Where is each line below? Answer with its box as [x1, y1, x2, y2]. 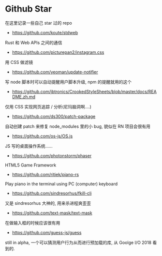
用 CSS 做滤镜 [5, 59, 33, 65]
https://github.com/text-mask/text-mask [12, 210, 93, 216]
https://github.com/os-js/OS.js [12, 133, 73, 139]
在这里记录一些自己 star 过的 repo [5, 20, 73, 26]
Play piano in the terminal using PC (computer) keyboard [5, 181, 118, 187]
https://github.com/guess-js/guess [12, 229, 82, 235]
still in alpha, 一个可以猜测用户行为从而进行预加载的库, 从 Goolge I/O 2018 [5, 240, 152, 245]
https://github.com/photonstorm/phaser [12, 152, 92, 158]
